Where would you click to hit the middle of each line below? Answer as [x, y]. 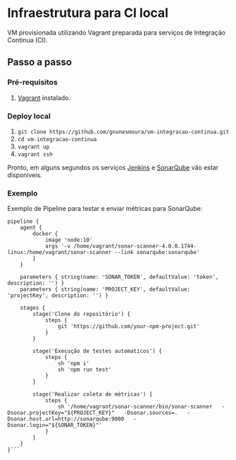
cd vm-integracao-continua [57, 139]
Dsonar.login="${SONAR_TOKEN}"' [55, 425]
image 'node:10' [69, 240]
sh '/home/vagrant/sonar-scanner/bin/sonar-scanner [135, 407]
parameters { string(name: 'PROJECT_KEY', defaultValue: [105, 290]
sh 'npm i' [74, 364]
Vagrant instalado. [44, 97]
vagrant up [33, 147]
